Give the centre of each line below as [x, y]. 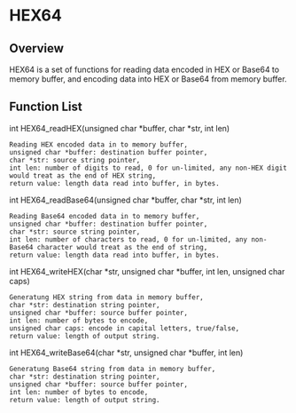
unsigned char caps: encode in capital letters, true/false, [125, 328]
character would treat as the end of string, [122, 247]
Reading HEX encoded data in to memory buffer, [99, 144]
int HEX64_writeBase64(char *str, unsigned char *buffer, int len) [126, 353]
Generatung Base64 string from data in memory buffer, [113, 369]
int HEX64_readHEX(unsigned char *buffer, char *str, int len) [120, 128]
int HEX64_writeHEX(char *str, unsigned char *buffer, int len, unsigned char [147, 271]
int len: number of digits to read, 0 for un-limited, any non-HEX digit [148, 168]
